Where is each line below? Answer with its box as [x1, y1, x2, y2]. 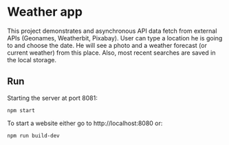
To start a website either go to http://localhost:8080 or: [7, 119, 163, 127]
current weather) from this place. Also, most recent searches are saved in [7, 49, 216, 57]
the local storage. [7, 55, 57, 64]
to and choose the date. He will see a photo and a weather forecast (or [7, 41, 208, 49]
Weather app [7, 4, 83, 20]
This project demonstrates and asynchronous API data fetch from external [7, 27, 217, 35]
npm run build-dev [7, 132, 60, 139]
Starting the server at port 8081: [7, 94, 98, 102]
